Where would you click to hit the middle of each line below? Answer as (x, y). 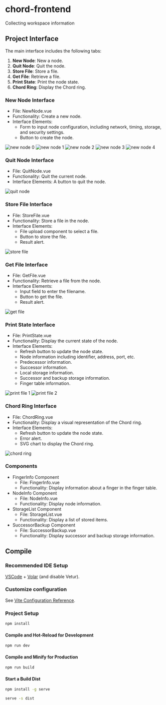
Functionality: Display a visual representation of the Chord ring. (77, 422)
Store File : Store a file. (35, 71)
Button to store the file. (43, 237)
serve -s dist (20, 698)
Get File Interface (27, 265)
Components (21, 466)
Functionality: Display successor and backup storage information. (87, 535)
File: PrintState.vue (32, 336)
